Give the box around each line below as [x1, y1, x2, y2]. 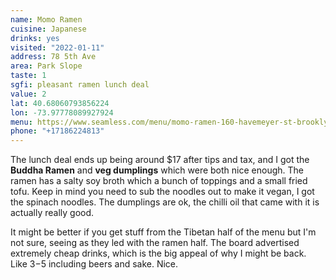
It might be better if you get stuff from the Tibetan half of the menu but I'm [10, 226, 317, 238]
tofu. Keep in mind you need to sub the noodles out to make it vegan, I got [10, 186, 315, 198]
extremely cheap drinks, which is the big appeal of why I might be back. [10, 247, 307, 260]
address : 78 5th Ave [10, 52, 97, 62]
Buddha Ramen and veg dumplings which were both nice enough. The [10, 164, 304, 176]
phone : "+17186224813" [10, 126, 105, 136]
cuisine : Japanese [10, 24, 87, 34]
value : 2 [10, 89, 47, 99]
